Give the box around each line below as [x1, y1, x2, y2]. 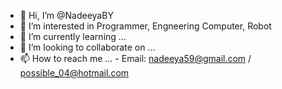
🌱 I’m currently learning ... [19, 31, 127, 42]
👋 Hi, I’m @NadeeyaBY [19, 10, 114, 21]
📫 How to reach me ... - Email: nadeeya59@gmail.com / [19, 53, 252, 64]
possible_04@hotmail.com [19, 67, 130, 79]
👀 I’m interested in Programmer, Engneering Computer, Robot [19, 20, 272, 32]
